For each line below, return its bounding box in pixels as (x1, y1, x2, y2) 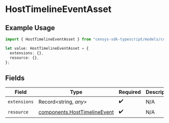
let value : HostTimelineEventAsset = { (5, 46, 89, 51)
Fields (5, 74, 25, 82)
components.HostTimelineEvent (38, 108, 114, 115)
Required (119, 89, 141, 96)
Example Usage (5, 24, 55, 32)
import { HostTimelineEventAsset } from (5, 37, 92, 42)
